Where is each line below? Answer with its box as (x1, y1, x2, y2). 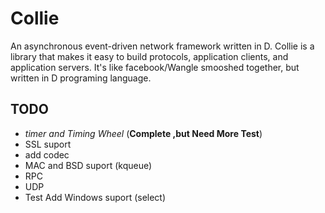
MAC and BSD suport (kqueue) (24, 159, 153, 171)
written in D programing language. (10, 72, 152, 84)
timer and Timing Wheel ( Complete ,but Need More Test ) (24, 127, 263, 139)
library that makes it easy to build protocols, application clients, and (10, 50, 289, 62)
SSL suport (24, 138, 72, 150)
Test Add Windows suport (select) (24, 191, 167, 203)
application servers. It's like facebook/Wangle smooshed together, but (10, 61, 300, 73)
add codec (24, 148, 70, 161)
